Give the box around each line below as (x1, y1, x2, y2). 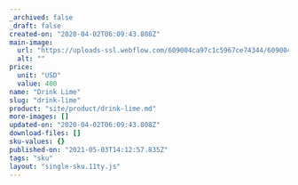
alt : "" (17, 54, 46, 63)
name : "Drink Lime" (9, 87, 82, 96)
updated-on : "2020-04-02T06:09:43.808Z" (9, 121, 161, 130)
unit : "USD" (17, 71, 62, 80)
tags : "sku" (9, 153, 53, 163)
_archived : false (9, 12, 74, 22)
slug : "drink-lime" (9, 95, 82, 105)
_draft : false (9, 21, 62, 30)
